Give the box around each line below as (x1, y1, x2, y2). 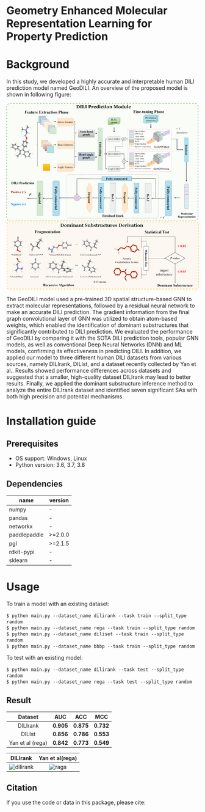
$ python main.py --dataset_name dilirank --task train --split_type (6, 612, 187, 619)
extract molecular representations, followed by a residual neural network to (6, 302, 195, 309)
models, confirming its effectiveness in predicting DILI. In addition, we (6, 348, 182, 355)
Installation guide (6, 414, 96, 428)
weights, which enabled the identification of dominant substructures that (6, 321, 189, 329)
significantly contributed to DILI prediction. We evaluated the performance (6, 328, 193, 335)
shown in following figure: (6, 91, 71, 98)
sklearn (9, 557, 28, 564)
